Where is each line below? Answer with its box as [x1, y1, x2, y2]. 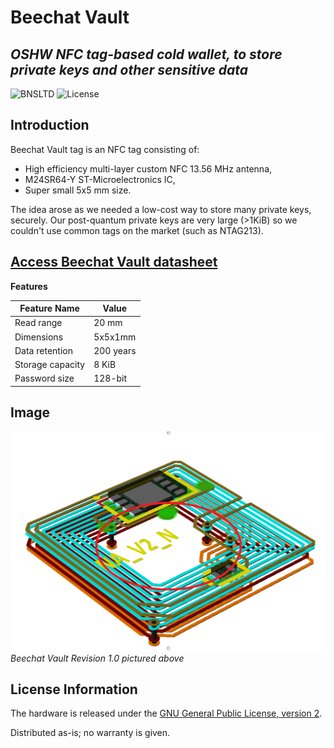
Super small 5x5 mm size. [24, 184, 132, 196]
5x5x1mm [93, 331, 137, 343]
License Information [10, 681, 138, 698]
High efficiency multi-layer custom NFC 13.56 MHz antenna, [24, 162, 273, 175]
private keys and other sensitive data [10, 61, 249, 78]
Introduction [10, 117, 90, 134]
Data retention [14, 344, 73, 356]
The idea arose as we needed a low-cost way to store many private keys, [10, 203, 312, 215]
